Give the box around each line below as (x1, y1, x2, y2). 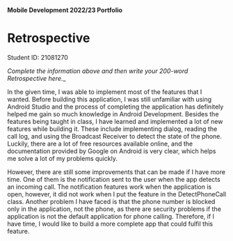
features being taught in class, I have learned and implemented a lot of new (7, 117, 223, 125)
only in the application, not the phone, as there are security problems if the (7, 205, 221, 213)
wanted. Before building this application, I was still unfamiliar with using (7, 95, 212, 103)
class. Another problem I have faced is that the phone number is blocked (7, 197, 216, 205)
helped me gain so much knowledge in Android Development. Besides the (7, 109, 219, 118)
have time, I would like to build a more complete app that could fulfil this (7, 219, 214, 228)
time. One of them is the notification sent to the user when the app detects (7, 175, 220, 183)
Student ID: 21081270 (7, 53, 68, 61)
